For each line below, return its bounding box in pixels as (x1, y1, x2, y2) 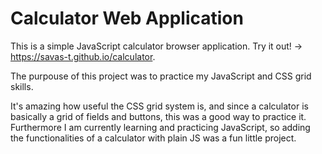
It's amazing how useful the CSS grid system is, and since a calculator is (10, 100, 309, 112)
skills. (10, 80, 34, 92)
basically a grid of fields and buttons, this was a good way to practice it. (10, 110, 307, 122)
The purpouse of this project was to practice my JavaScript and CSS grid (10, 70, 312, 82)
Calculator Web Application (10, 7, 244, 30)
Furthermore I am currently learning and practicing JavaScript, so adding (10, 121, 311, 133)
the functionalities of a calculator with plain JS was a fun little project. (10, 132, 297, 144)
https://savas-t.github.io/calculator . (10, 50, 156, 62)
